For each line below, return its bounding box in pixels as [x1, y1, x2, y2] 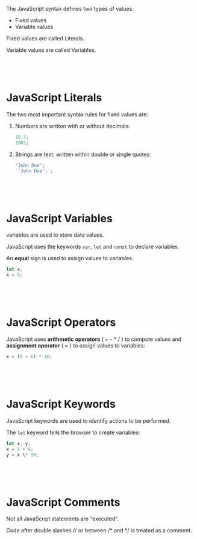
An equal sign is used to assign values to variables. [6, 255, 134, 262]
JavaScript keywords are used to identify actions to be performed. [6, 417, 171, 424]
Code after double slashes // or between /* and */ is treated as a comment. [6, 527, 192, 534]
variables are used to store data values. [6, 231, 104, 238]
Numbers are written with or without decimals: [14, 122, 131, 129]
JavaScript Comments [6, 495, 120, 509]
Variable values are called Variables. [6, 46, 96, 54]
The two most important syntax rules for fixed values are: [6, 111, 149, 118]
